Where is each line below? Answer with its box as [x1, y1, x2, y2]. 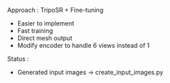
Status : [7, 55, 29, 63]
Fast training [17, 27, 53, 35]
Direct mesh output [17, 34, 73, 42]
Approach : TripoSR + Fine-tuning [7, 6, 104, 14]
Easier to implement [17, 19, 75, 27]
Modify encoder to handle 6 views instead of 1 [17, 41, 150, 49]
